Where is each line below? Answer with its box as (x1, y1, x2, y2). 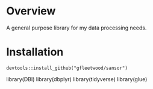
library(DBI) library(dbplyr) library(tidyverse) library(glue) (6, 75, 148, 82)
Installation (6, 45, 64, 59)
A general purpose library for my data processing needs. (6, 24, 147, 31)
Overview (6, 4, 56, 18)
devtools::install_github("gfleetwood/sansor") (6, 65, 128, 71)
